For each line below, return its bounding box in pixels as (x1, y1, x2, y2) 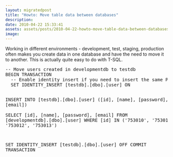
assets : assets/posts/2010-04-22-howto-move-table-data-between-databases (5, 27, 169, 32)
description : (5, 17, 33, 22)
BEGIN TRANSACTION (5, 72, 52, 77)
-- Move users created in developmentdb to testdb (5, 66, 136, 72)
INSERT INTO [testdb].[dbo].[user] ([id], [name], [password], (5, 97, 168, 102)
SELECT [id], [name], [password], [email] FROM (5, 112, 128, 118)
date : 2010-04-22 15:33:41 (5, 22, 63, 27)
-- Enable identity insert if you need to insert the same (10, 77, 163, 82)
